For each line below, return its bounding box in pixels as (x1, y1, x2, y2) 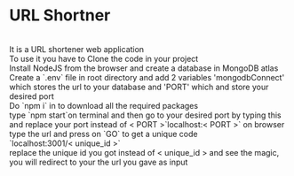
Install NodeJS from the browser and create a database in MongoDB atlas (9, 63, 279, 73)
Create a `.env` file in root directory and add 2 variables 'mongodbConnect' (9, 72, 285, 82)
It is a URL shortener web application (9, 43, 145, 54)
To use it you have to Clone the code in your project (9, 53, 199, 64)
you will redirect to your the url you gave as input (9, 157, 188, 167)
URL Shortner (9, 5, 111, 26)
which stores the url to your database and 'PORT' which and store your (9, 81, 269, 92)
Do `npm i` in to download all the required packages (9, 100, 198, 111)
